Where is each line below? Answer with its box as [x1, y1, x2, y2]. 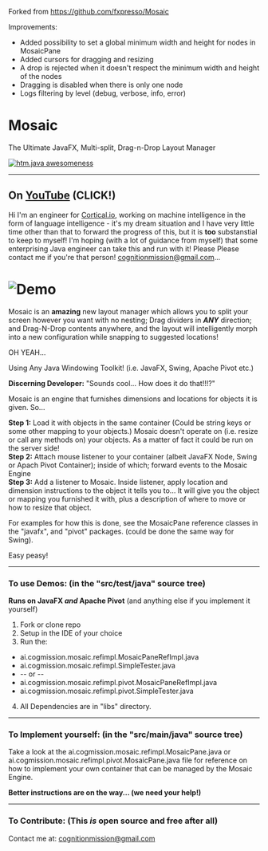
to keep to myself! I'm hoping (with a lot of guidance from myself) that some [8, 235, 258, 245]
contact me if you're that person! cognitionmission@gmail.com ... [8, 252, 221, 262]
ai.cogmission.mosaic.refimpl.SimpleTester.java [19, 660, 175, 670]
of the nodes [19, 72, 62, 81]
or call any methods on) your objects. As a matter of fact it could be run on [8, 435, 254, 444]
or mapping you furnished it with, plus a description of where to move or [8, 494, 246, 503]
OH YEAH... [8, 347, 46, 357]
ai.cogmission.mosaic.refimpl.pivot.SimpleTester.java [19, 686, 194, 695]
